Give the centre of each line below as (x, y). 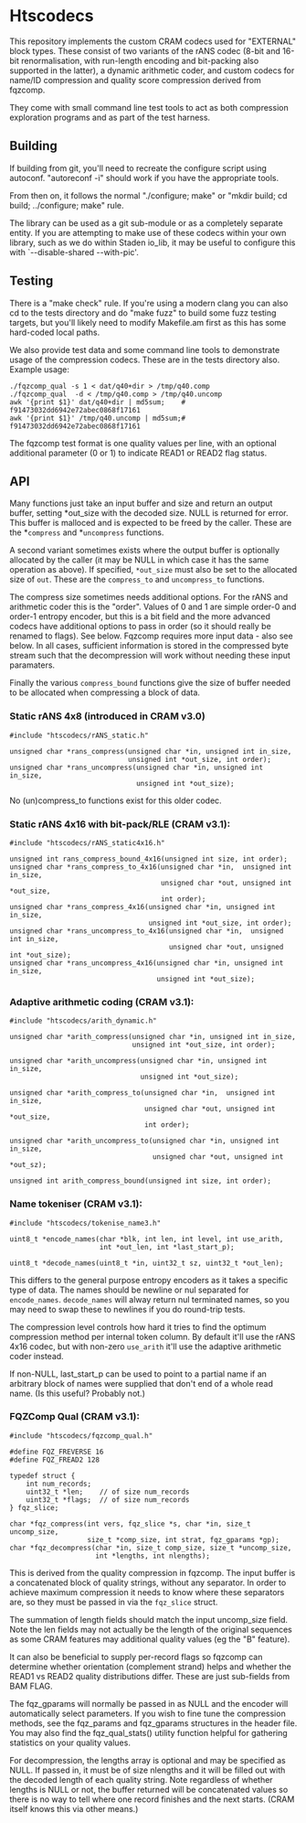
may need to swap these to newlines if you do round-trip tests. (127, 1309)
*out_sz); (28, 1165)
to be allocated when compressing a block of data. (105, 692)
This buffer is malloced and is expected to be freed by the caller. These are (151, 523)
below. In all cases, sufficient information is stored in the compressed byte (149, 646)
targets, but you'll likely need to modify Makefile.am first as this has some (148, 322)
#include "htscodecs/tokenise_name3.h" (85, 1223)
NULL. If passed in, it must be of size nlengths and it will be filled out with (148, 1770)
